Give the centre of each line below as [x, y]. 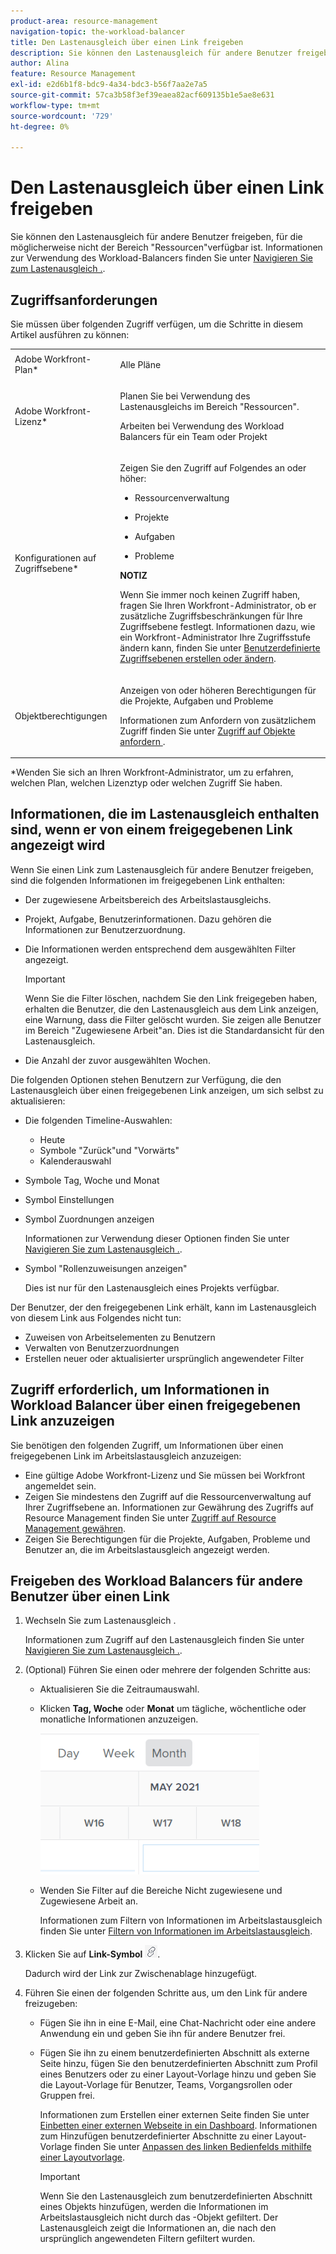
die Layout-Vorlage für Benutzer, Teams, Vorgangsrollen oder [166, 2085]
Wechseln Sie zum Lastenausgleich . [100, 1621]
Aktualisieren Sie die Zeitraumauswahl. [119, 1689]
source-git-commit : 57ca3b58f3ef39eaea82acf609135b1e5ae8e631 [142, 95]
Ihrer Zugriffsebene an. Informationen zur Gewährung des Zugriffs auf [169, 1507]
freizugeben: [51, 2004]
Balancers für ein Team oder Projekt [193, 436]
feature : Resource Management [73, 74]
